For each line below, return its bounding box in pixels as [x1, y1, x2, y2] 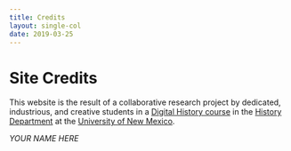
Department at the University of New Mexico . [9, 116, 175, 127]
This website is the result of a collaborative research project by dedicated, [9, 97, 282, 107]
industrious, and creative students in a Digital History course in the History [9, 107, 282, 117]
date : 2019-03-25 [9, 29, 74, 38]
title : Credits [9, 12, 66, 22]
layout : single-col [9, 21, 82, 30]
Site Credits [9, 68, 98, 88]
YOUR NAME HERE [9, 133, 79, 144]
